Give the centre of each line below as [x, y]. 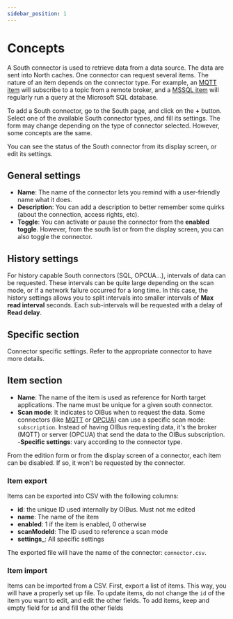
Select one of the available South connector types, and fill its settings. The [114, 118]
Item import [27, 571]
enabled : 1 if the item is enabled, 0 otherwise [82, 524]
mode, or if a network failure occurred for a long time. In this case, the [108, 291]
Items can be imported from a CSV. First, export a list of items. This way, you [117, 586]
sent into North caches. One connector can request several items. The [108, 75]
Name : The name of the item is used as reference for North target [112, 397]
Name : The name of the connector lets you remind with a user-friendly [119, 192]
